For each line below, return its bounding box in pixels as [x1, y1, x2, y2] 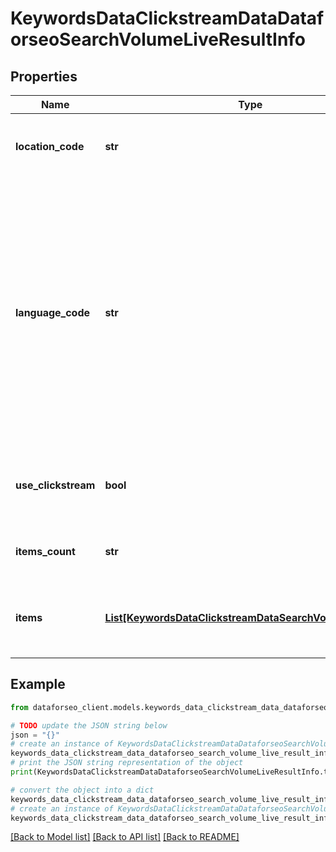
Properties [10, 68, 78, 85]
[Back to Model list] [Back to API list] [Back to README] [10, 831, 240, 843]
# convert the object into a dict [10, 785, 155, 795]
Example [10, 676, 66, 693]
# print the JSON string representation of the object [10, 758, 244, 768]
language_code [15, 306, 91, 319]
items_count [15, 545, 76, 558]
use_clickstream [15, 478, 96, 492]
